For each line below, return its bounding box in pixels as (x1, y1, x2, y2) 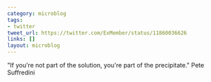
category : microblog (7, 10, 67, 17)
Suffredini (7, 68, 35, 76)
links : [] (7, 36, 36, 43)
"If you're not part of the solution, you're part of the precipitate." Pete (7, 61, 205, 69)
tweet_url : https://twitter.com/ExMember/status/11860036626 (7, 29, 187, 37)
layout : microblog (7, 42, 60, 49)
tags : (7, 17, 23, 23)
